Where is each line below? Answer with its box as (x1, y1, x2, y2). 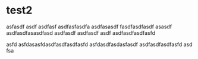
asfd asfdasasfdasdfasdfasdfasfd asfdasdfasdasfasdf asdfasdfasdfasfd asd (6, 41, 193, 48)
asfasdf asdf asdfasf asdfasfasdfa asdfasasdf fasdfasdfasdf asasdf (6, 23, 172, 30)
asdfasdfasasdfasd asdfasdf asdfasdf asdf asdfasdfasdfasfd (6, 29, 156, 36)
